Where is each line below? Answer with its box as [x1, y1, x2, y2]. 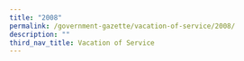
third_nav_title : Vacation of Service [9, 38, 155, 48]
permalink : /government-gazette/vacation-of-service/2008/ [9, 22, 236, 30]
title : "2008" [9, 13, 63, 22]
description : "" [9, 30, 70, 39]
